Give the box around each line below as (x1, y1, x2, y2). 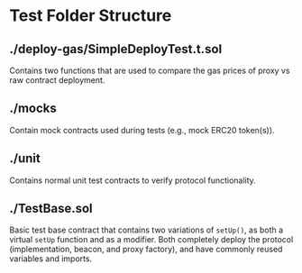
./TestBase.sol (9, 201, 93, 216)
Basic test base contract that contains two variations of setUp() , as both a (9, 224, 284, 235)
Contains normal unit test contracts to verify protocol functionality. (9, 175, 257, 186)
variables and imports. (9, 253, 93, 264)
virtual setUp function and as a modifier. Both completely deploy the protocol (9, 234, 294, 245)
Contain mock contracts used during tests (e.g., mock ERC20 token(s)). (9, 124, 275, 135)
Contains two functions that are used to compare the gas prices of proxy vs (9, 65, 290, 76)
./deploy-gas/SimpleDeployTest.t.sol (9, 41, 223, 57)
